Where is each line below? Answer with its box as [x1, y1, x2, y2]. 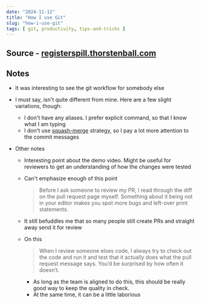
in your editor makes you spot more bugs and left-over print [39, 200, 188, 207]
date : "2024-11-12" [6, 8, 56, 15]
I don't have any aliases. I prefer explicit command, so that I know [24, 114, 187, 121]
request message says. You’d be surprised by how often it [39, 260, 184, 267]
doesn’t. [39, 267, 60, 274]
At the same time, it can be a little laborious [33, 291, 141, 299]
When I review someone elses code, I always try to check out [39, 247, 192, 255]
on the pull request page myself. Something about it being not [39, 193, 193, 200]
